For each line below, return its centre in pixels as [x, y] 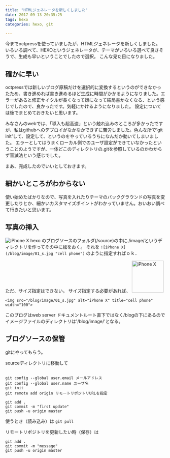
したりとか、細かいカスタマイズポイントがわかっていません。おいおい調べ [87, 203]
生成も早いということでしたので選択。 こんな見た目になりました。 [88, 56]
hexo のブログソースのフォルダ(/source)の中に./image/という [94, 240]
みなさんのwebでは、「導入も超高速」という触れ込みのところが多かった [80, 124]
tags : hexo [17, 19]
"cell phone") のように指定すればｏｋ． [97, 253]
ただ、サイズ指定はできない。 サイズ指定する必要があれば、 [68, 291]
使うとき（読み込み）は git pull [40, 421]
